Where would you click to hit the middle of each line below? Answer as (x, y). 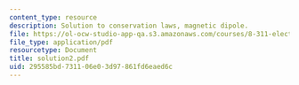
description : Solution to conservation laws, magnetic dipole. (129, 26)
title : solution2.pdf (49, 58)
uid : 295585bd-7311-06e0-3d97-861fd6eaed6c (91, 67)
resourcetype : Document (53, 50)
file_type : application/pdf (61, 42)
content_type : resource (53, 17)
